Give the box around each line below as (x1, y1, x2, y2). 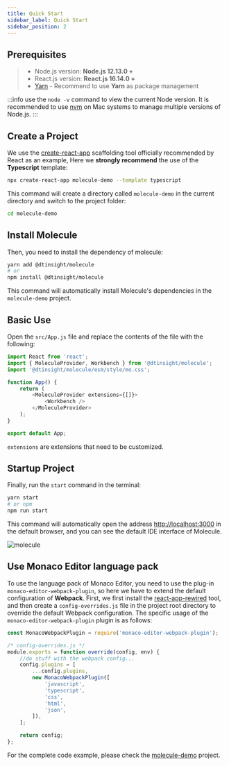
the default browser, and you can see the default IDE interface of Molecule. (7, 527, 222, 536)
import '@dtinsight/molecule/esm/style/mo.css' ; (7, 366, 151, 373)
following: (7, 340, 35, 348)
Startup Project (7, 463, 75, 475)
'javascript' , (44, 681, 85, 688)
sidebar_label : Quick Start (7, 17, 89, 24)
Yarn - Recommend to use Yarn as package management (34, 82, 199, 90)
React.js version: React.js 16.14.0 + (34, 74, 135, 83)
